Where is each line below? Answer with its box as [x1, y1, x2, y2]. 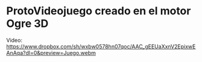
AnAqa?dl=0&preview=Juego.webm [6, 49, 96, 56]
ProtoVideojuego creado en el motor [6, 4, 191, 18]
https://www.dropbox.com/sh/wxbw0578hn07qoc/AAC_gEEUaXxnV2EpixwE [6, 43, 196, 50]
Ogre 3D [6, 17, 49, 30]
